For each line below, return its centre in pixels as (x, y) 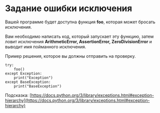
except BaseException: (28, 82)
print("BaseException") (38, 86)
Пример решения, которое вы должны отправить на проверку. (70, 56)
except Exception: (24, 73)
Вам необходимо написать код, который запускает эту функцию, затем (79, 36)
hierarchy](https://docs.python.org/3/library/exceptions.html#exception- (78, 100)
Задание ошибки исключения (69, 8)
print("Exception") (33, 78)
